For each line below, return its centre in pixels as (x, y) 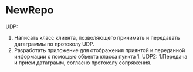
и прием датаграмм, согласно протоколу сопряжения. (83, 63)
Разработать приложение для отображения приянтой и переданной (99, 50)
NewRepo (30, 10)
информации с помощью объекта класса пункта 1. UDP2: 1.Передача (101, 56)
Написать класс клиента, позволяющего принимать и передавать (97, 37)
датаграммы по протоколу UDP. (54, 44)
